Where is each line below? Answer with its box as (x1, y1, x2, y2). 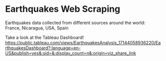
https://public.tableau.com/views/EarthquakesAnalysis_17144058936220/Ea (5, 39, 161, 45)
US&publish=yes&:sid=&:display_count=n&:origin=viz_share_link (5, 50, 136, 56)
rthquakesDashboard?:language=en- (5, 45, 81, 51)
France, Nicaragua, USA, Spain (5, 25, 69, 30)
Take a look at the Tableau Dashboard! (5, 34, 84, 40)
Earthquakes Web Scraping (5, 3, 120, 15)
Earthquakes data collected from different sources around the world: (5, 20, 146, 26)
